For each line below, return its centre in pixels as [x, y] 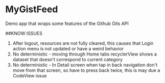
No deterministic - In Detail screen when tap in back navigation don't [85, 65]
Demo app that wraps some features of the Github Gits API [67, 23]
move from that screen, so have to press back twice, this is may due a [86, 70]
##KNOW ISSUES [24, 33]
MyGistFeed [32, 9]
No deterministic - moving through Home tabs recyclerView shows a [85, 54]
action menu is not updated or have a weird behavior [68, 48]
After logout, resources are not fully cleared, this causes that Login [83, 43]
